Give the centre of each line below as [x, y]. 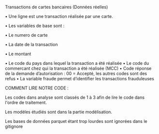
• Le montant [18, 54]
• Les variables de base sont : [35, 26]
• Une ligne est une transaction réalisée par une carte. [59, 16]
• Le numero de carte [26, 35]
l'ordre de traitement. [26, 103]
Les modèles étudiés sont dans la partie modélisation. [59, 112]
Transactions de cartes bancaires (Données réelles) [57, 7]
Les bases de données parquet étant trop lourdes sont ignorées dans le [76, 121]
